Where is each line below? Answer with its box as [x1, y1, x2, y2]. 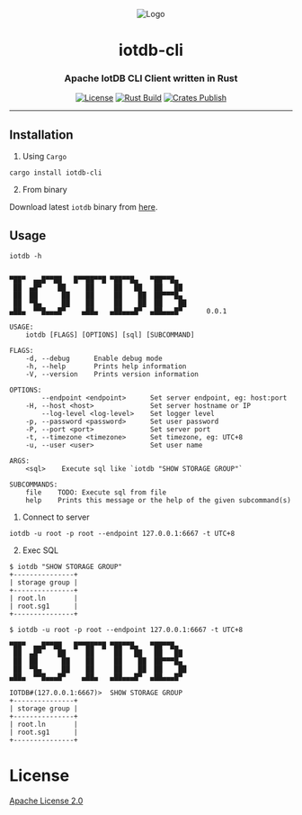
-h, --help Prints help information [25, 362, 187, 371]
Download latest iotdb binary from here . [9, 202, 158, 213]
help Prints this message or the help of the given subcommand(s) [25, 496, 292, 505]
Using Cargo [22, 151, 67, 162]
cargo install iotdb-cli [9, 168, 102, 177]
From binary [22, 185, 67, 195]
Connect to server [22, 512, 90, 522]
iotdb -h [9, 252, 42, 261]
